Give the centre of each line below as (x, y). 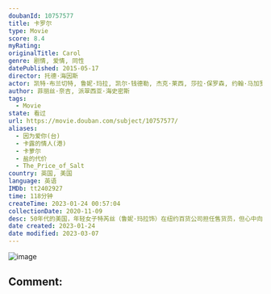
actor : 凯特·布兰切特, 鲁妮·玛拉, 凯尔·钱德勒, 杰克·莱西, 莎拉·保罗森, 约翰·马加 (134, 83)
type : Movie (28, 31)
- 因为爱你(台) (38, 136)
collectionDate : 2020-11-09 (56, 211)
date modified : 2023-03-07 (54, 234)
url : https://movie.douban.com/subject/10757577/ (94, 121)
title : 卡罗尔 (30, 23)
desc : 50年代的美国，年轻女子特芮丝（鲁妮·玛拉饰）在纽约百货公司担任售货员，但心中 (133, 219)
